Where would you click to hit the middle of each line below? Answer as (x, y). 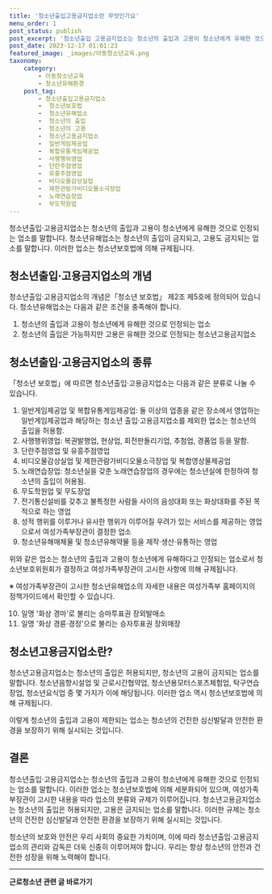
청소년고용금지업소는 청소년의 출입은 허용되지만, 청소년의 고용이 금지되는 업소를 (134, 673)
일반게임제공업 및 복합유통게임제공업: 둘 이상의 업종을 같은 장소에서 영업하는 (140, 411)
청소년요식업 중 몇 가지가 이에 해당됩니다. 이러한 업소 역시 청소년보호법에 (140, 693)
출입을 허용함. (43, 431)
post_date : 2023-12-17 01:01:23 (63, 46)
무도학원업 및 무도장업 (56, 491)
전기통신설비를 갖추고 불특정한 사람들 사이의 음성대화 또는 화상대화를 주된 (136, 501)
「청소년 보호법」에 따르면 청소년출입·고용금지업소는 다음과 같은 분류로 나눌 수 (133, 383)
